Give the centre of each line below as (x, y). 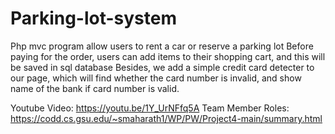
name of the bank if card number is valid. (95, 88)
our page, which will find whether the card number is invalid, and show (156, 78)
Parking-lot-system (94, 18)
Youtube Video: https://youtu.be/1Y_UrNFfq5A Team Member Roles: (150, 108)
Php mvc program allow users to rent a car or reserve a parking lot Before (162, 46)
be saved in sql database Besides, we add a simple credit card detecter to (162, 67)
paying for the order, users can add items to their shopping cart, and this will (168, 56)
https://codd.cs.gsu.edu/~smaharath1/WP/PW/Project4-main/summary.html (166, 118)
